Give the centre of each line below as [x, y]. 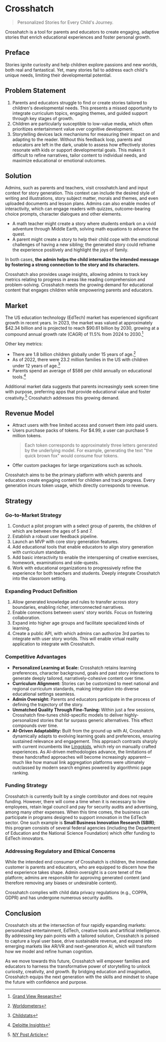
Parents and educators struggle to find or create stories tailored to [80, 102]
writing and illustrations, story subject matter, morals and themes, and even [82, 198]
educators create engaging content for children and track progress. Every [80, 480]
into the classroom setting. [39, 578]
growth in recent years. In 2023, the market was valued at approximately [79, 323]
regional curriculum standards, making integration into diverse [76, 688]
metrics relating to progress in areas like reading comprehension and [75, 279]
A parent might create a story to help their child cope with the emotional [85, 239]
